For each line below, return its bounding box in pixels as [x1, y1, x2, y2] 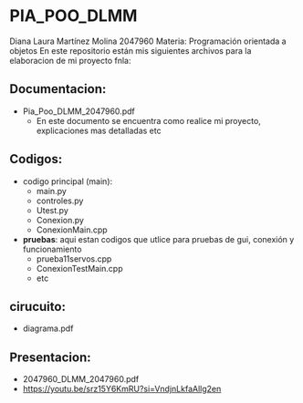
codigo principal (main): [22, 175, 113, 187]
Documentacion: [9, 81, 107, 97]
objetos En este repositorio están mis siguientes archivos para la [9, 45, 252, 56]
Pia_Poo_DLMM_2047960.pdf [22, 106, 135, 117]
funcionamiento [22, 243, 82, 254]
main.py [36, 185, 67, 196]
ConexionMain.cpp [36, 224, 108, 235]
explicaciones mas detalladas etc [36, 125, 162, 136]
